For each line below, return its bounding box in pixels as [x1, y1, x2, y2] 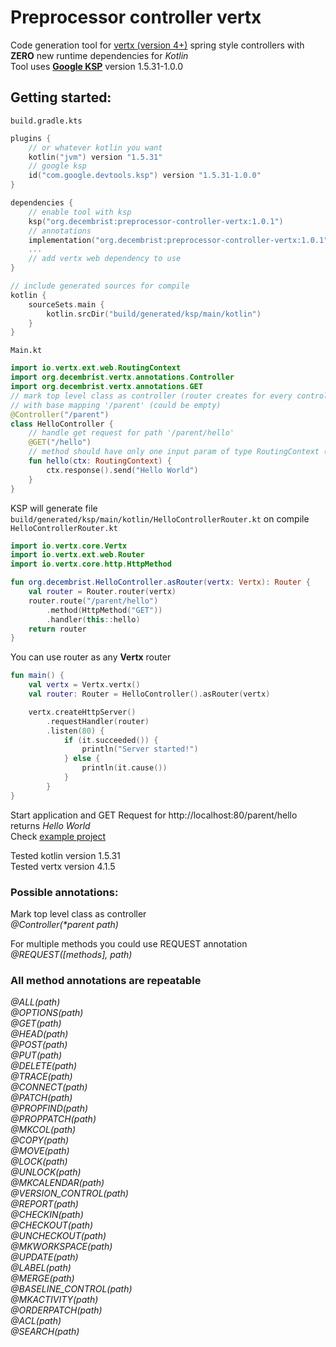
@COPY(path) [10, 1134, 70, 1146]
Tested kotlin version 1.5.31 [10, 849, 121, 861]
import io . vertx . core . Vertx [10, 541, 128, 551]
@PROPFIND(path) [10, 1102, 89, 1115]
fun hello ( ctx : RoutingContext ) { [28, 456, 172, 466]
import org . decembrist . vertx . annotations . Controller [10, 372, 235, 383]
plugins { [10, 133, 52, 143]
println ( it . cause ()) [81, 763, 168, 773]
